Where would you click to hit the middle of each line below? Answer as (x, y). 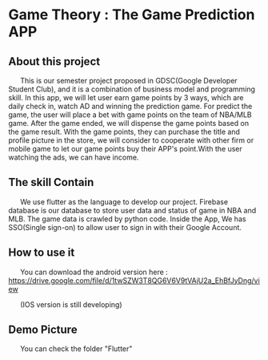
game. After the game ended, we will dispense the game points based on (129, 123)
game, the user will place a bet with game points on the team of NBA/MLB (130, 115)
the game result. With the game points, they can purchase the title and (124, 131)
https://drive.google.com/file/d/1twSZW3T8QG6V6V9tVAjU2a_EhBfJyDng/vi (134, 280)
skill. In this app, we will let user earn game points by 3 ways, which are (126, 97)
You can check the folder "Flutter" (76, 349)
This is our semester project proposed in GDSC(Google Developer (128, 81)
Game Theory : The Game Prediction (132, 15)
